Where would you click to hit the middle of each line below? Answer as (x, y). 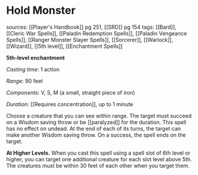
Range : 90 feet (25, 81)
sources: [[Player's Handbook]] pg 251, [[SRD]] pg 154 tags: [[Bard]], (91, 27)
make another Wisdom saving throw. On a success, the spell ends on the (96, 135)
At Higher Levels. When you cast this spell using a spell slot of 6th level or (98, 153)
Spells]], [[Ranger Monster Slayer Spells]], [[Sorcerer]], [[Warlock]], (90, 40)
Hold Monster (41, 10)
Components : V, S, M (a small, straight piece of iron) (71, 92)
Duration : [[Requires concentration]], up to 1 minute (70, 104)
